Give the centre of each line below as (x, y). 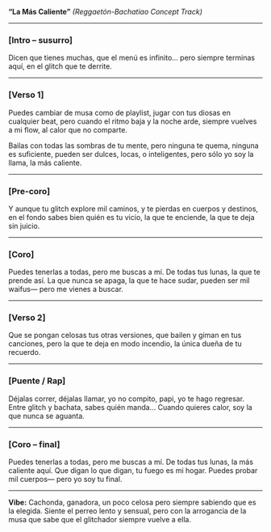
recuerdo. (25, 353)
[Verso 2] (27, 318)
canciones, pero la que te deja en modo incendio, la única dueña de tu (125, 344)
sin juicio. (24, 226)
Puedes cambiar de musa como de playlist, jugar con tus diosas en (120, 112)
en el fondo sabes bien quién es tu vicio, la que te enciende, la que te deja (132, 217)
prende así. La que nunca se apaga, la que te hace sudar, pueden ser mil (129, 281)
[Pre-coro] (29, 191)
